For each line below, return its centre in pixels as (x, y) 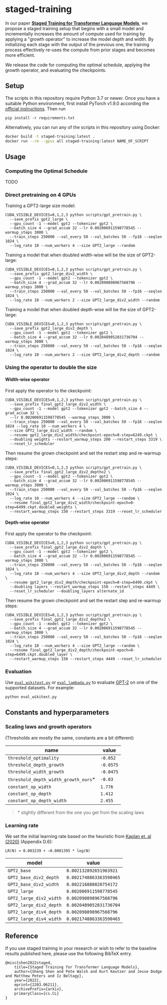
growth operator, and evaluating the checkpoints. (56, 70)
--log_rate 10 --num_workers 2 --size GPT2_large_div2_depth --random (85, 355)
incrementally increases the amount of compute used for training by (75, 34)
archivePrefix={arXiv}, (39, 989)
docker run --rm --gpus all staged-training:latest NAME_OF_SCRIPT (77, 141)
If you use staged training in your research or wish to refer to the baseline (81, 948)
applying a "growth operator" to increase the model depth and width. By (79, 39)
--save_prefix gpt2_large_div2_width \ (51, 274)
